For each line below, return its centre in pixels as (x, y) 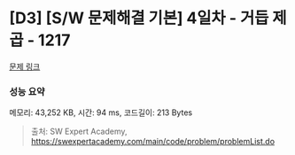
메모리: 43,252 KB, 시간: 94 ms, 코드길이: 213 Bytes (101, 112)
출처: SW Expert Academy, (79, 132)
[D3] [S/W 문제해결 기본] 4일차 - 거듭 (139, 18)
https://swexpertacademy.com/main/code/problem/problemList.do (153, 142)
